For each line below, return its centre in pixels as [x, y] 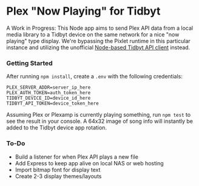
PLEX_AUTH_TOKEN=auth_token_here [49, 93]
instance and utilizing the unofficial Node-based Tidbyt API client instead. [98, 47]
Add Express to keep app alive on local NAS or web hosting [89, 163]
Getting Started [29, 63]
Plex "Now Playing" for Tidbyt [83, 11]
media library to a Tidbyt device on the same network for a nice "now [93, 34]
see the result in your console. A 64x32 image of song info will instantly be [99, 121]
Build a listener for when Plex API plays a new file [76, 157]
